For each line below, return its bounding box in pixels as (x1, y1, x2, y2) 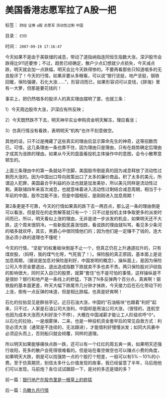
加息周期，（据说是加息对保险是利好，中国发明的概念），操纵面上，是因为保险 (5, 257, 162, 263)
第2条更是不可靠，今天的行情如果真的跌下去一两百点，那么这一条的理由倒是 (5, 203, 161, 209)
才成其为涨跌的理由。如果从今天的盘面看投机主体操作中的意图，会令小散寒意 (5, 150, 162, 156)
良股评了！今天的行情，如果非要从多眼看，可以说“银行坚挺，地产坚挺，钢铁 (5, 72, 160, 78)
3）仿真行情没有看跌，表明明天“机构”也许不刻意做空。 (5, 127, 116, 133)
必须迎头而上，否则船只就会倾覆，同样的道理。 (5, 330, 101, 336)
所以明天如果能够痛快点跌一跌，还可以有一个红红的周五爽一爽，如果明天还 (5, 341, 158, 347)
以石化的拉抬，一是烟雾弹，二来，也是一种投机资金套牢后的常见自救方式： (5, 318, 158, 324)
